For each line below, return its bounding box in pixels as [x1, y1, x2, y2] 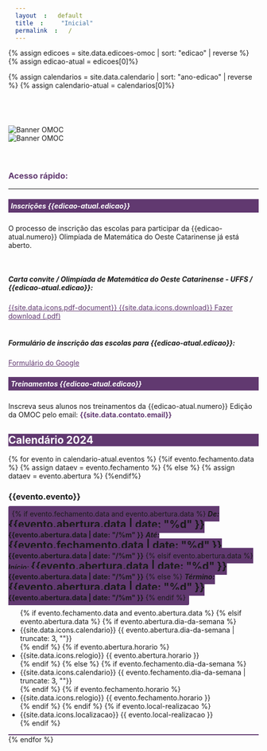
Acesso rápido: [8, 171, 68, 182]
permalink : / [15, 26, 72, 34]
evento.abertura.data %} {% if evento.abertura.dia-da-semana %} [19, 617, 237, 627]
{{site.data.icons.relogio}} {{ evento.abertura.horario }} [19, 651, 200, 660]
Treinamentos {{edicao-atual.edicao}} [10, 379, 142, 388]
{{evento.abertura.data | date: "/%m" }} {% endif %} [8, 593, 187, 603]
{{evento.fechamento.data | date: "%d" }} [8, 539, 222, 552]
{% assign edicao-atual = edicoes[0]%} [8, 57, 139, 66]
